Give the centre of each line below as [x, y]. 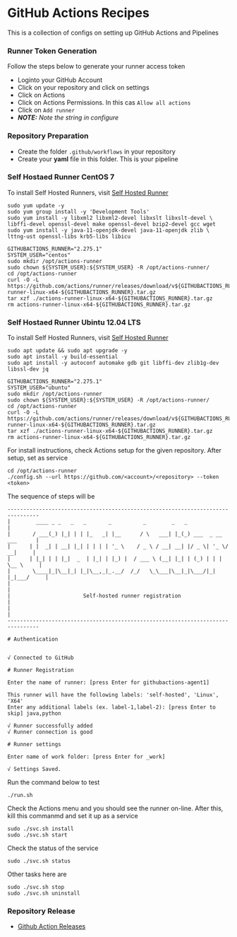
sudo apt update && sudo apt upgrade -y [68, 351]
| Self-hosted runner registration [94, 596]
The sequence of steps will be [51, 496]
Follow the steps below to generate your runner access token [96, 66]
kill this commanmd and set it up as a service [73, 816]
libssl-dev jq [28, 369]
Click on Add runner [46, 110]
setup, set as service [38, 458]
